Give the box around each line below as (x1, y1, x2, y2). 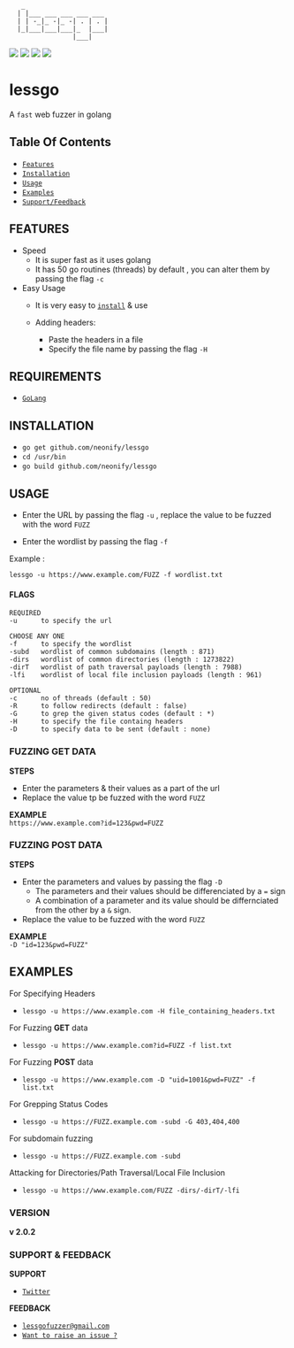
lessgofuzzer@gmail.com (21, 1321, 110, 1331)
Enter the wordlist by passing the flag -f (21, 536, 169, 546)
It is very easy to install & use (34, 299, 148, 311)
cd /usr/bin (21, 453, 66, 462)
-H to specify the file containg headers (9, 717, 184, 727)
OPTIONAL (9, 686, 41, 696)
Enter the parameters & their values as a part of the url (21, 782, 221, 793)
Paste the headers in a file (48, 334, 144, 344)
